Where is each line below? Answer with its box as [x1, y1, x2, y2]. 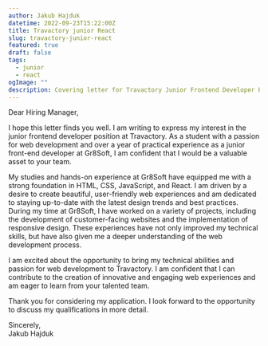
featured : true [8, 41, 59, 49]
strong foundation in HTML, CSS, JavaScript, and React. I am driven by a [8, 181, 247, 191]
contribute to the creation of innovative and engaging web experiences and [8, 273, 256, 282]
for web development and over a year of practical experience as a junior [8, 140, 246, 150]
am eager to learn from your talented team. [8, 281, 150, 291]
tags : [8, 57, 26, 65]
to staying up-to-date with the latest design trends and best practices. [8, 198, 239, 207]
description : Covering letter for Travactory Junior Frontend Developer [8, 85, 255, 94]
